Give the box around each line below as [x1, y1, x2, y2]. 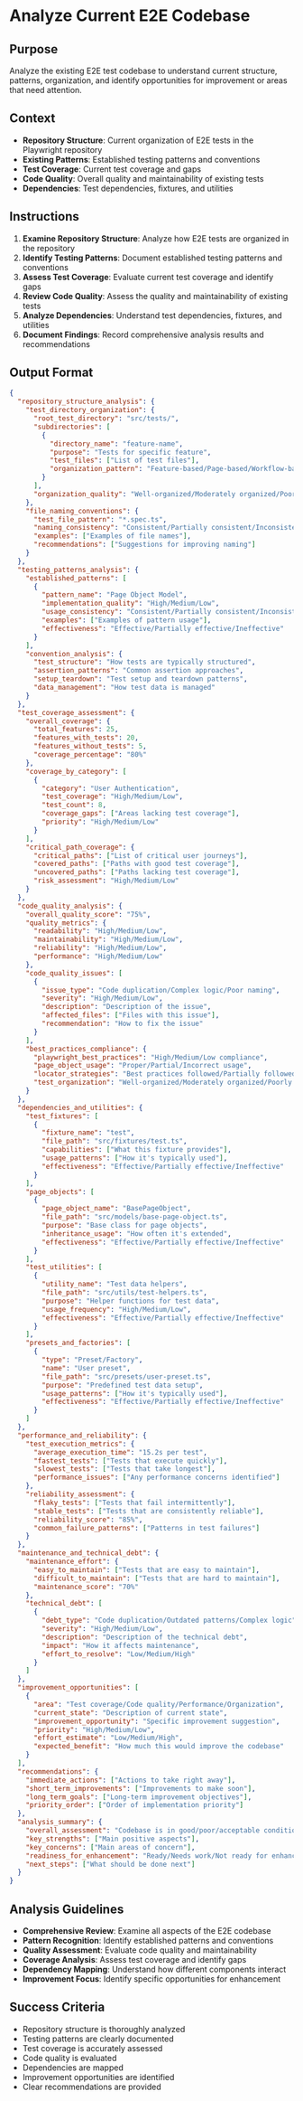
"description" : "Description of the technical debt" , [41, 1633, 248, 1642]
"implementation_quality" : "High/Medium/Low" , [41, 598, 220, 608]
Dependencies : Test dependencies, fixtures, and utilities [22, 183, 234, 193]
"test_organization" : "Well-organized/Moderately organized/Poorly [32, 1078, 293, 1088]
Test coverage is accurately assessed [22, 2042, 163, 2053]
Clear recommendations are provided [22, 2081, 162, 2092]
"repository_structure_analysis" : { [17, 397, 155, 407]
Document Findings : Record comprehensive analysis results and [22, 329, 264, 340]
